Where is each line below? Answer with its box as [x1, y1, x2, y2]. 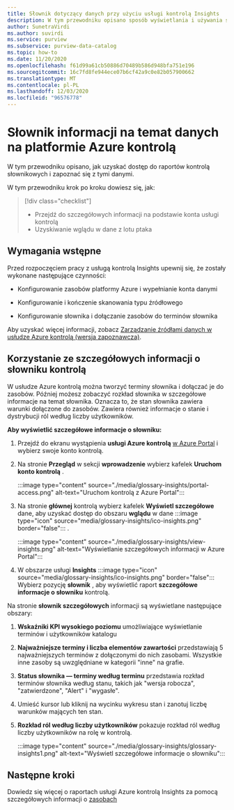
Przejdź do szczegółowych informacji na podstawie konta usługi [34, 210, 219, 218]
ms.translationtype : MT [7, 75, 77, 82]
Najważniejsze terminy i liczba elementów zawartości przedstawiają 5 [17, 643, 224, 652]
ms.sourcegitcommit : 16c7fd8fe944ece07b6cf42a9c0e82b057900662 [7, 68, 195, 75]
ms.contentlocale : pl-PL [7, 82, 79, 89]
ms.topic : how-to [7, 49, 58, 56]
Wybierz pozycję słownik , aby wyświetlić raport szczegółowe [17, 580, 198, 589]
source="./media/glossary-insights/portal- [88, 480, 210, 489]
